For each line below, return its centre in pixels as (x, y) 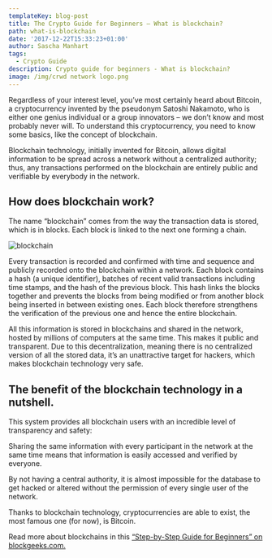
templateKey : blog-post (49, 16)
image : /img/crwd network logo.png (69, 77)
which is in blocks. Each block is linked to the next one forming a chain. (128, 230)
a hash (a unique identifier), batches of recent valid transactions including (132, 279)
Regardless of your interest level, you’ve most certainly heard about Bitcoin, (135, 99)
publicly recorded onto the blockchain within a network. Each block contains (136, 270)
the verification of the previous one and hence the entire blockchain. (123, 314)
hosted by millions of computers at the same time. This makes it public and (134, 338)
